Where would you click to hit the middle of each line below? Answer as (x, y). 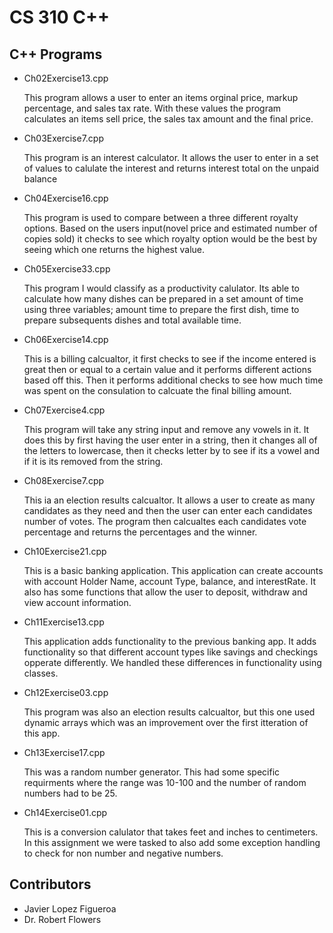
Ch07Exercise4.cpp (64, 410)
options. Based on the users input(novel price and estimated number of (170, 228)
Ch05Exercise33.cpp (67, 269)
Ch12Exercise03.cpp (66, 692)
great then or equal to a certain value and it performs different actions (167, 369)
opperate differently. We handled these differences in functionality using (172, 662)
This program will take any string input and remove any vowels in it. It (166, 429)
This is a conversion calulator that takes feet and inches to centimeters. (171, 832)
